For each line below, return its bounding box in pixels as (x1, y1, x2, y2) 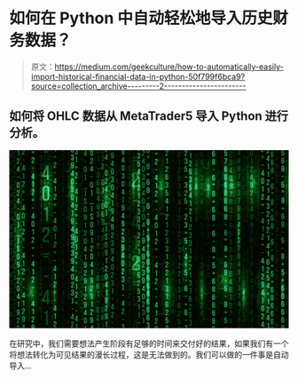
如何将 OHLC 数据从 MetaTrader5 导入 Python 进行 (9, 108, 289, 124)
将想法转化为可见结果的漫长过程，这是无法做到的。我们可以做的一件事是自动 (9, 350, 289, 360)
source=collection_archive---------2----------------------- (30, 81, 247, 91)
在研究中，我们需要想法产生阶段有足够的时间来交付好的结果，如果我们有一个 (9, 338, 289, 349)
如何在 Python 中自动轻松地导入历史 (9, 8, 273, 28)
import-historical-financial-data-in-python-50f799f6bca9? (30, 71, 246, 82)
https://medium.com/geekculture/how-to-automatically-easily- (54, 61, 284, 72)
